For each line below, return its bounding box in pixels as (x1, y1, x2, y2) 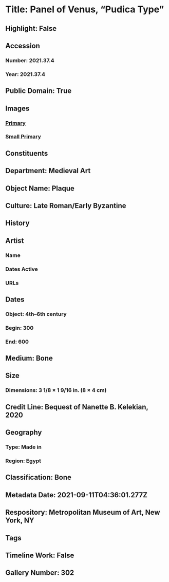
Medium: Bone (5, 354, 53, 363)
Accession (5, 41, 40, 50)
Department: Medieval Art (5, 166, 91, 175)
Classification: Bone (5, 473, 72, 482)
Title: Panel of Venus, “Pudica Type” (5, 4, 164, 15)
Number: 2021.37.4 (5, 57, 54, 64)
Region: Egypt (5, 457, 42, 464)
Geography (5, 428, 42, 437)
